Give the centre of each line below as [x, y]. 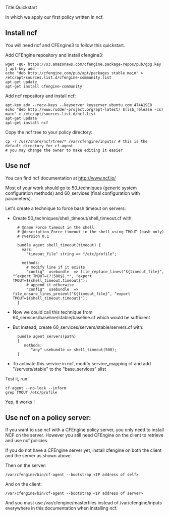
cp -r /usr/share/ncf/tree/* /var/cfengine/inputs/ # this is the [76, 141]
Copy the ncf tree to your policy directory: [49, 132]
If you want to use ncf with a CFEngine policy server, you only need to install [84, 430]
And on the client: [23, 484]
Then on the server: [26, 465]
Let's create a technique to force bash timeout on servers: [66, 208]
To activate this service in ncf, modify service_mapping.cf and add [82, 363]
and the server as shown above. [39, 456]
